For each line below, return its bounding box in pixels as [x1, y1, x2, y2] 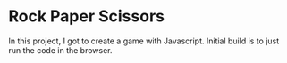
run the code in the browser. [8, 44, 113, 55]
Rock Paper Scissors [8, 6, 165, 27]
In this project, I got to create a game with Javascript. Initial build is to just [8, 35, 280, 46]
